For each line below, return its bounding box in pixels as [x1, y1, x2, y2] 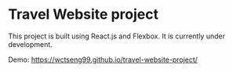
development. [8, 39, 53, 49]
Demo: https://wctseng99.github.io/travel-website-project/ [8, 55, 198, 64]
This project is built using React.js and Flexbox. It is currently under [8, 31, 226, 41]
